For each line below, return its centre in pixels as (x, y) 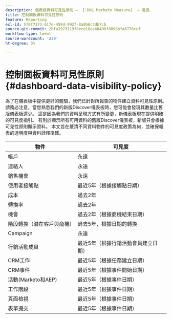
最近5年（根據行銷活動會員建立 (115, 243)
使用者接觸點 (24, 185)
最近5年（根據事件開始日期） (113, 270)
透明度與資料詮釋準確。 (39, 133)
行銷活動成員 (24, 247)
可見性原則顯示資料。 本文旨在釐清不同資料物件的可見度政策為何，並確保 (82, 126)
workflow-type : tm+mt (28, 34)
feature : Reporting (26, 19)
